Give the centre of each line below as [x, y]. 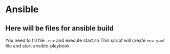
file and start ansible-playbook [38, 46]
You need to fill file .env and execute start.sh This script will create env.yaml [85, 40]
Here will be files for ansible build [59, 28]
